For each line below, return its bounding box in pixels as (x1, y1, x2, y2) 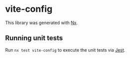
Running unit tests (5, 34, 63, 42)
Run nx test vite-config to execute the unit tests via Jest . (5, 47, 126, 53)
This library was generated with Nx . (5, 20, 78, 26)
